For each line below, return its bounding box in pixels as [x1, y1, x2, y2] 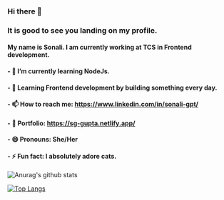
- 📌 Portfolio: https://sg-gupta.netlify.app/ [7, 119, 136, 127]
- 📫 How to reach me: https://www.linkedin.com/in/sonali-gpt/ [7, 100, 199, 109]
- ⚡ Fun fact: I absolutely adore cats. [7, 152, 117, 160]
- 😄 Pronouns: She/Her [7, 135, 78, 144]
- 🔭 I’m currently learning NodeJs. [7, 67, 111, 75]
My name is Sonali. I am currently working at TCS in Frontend [7, 43, 192, 52]
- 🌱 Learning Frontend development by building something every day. [7, 83, 218, 92]
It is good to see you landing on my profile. [7, 25, 158, 35]
